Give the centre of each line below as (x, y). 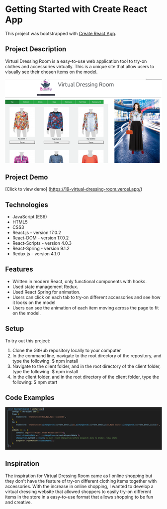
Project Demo (27, 177)
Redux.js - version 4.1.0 (36, 254)
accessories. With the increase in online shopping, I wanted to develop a (80, 486)
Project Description (36, 49)
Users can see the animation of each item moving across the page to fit (85, 307)
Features (19, 269)
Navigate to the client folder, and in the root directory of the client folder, (86, 366)
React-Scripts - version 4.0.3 (42, 243)
